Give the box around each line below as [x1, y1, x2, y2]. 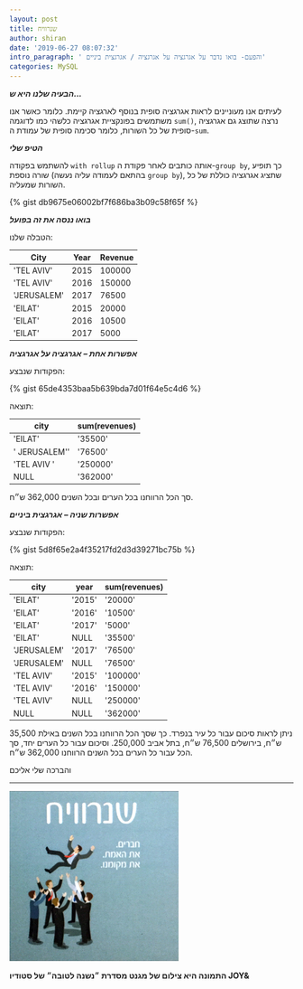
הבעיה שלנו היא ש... [9, 89, 83, 99]
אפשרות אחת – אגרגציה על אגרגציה [9, 348, 138, 359]
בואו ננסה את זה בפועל [9, 214, 92, 225]
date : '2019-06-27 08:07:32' [9, 43, 119, 52]
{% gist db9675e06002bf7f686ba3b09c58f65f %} [9, 197, 198, 207]
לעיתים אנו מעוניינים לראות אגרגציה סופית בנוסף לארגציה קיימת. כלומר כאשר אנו [9, 106, 282, 117]
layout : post [9, 14, 59, 24]
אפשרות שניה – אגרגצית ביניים [9, 509, 119, 520]
